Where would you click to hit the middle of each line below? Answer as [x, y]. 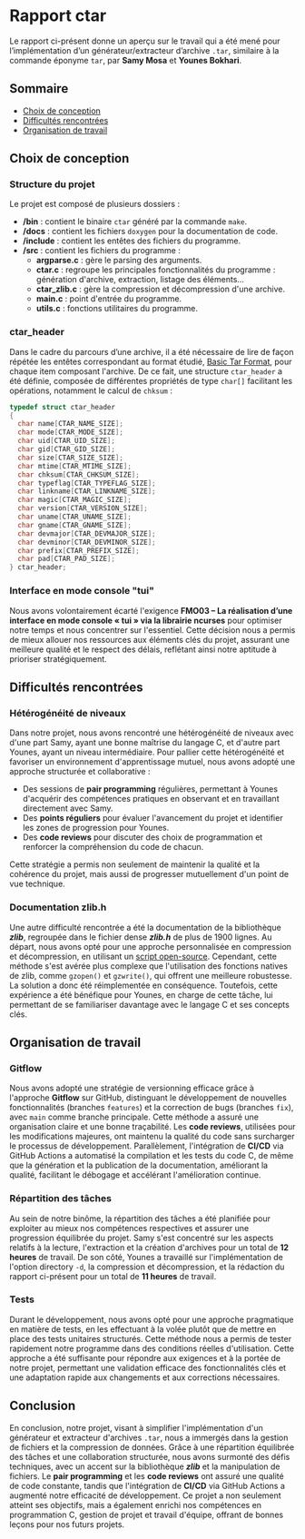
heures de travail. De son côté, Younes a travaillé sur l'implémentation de [146, 1257]
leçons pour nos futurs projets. [67, 1524]
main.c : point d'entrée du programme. [109, 299]
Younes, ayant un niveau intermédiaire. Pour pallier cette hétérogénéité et [147, 752]
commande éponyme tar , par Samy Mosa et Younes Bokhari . [126, 60]
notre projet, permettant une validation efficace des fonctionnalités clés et [148, 1367]
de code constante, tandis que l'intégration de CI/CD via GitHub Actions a [148, 1485]
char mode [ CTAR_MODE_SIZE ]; [71, 432]
